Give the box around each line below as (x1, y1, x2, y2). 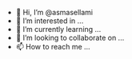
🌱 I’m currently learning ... (15, 25, 102, 33)
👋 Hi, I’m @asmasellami (15, 8, 94, 17)
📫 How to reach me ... (15, 42, 90, 51)
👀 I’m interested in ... (15, 16, 84, 26)
